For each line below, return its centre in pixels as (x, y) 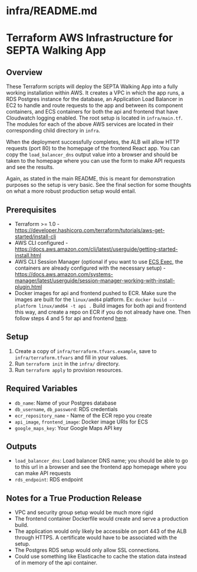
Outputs (22, 447)
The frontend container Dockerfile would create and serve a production (101, 519)
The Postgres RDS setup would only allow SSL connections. (87, 550)
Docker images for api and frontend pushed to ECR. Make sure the (96, 293)
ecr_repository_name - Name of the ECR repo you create (83, 415)
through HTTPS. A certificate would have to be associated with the (96, 538)
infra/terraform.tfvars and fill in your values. (71, 357)
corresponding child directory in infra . (53, 131)
